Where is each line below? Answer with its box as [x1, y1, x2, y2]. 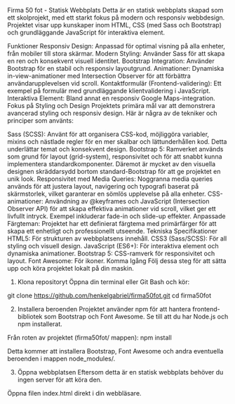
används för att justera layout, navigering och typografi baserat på [7, 182, 199, 190]
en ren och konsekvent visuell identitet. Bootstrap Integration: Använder [7, 57, 215, 65]
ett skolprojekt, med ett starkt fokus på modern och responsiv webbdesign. [7, 13, 225, 22]
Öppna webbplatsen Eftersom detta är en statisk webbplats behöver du [17, 368, 224, 376]
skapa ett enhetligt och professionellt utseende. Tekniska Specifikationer [7, 227, 218, 235]
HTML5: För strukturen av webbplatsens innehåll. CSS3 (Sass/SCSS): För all [7, 234, 227, 243]
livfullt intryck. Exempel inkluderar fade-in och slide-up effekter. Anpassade [7, 212, 226, 220]
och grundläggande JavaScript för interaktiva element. [7, 28, 166, 36]
